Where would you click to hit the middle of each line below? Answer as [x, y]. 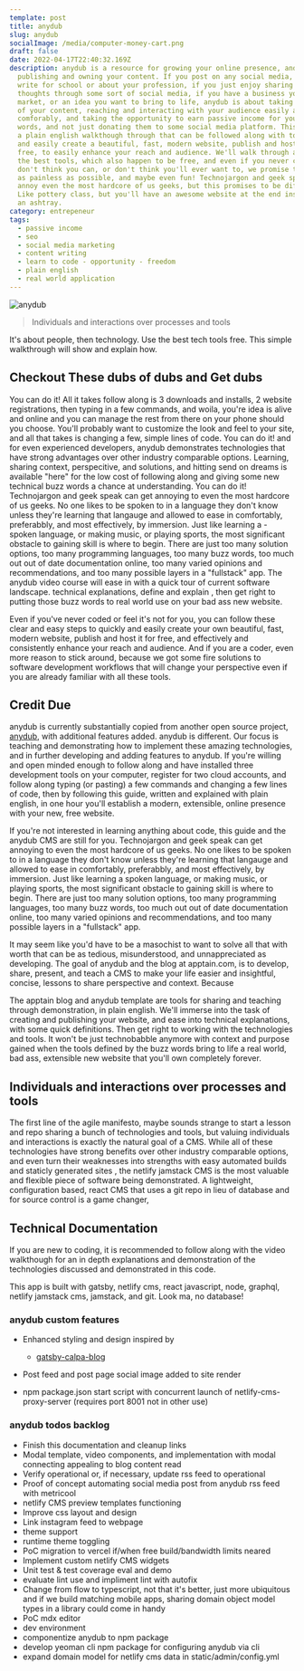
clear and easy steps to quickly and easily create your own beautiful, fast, [147, 628]
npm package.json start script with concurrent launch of [127, 1392]
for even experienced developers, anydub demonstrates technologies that [147, 447]
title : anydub [36, 26]
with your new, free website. [62, 813]
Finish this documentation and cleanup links [104, 1445]
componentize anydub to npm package [95, 1637]
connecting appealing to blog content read [102, 1464]
